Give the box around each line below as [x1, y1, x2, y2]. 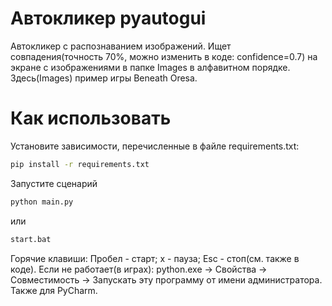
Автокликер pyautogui [10, 7, 207, 30]
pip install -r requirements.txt [10, 159, 150, 169]
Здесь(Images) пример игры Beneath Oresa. [10, 72, 198, 84]
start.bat [10, 234, 52, 244]
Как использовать [10, 107, 172, 130]
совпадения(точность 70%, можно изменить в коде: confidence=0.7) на [10, 50, 318, 62]
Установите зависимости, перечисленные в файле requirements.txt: [10, 140, 300, 152]
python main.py [10, 197, 74, 207]
